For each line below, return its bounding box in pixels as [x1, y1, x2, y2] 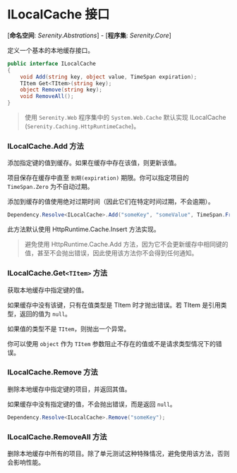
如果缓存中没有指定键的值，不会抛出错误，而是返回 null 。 [7, 400, 176, 408]
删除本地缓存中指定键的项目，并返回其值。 [7, 385, 131, 393]
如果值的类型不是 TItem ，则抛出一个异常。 [7, 324, 130, 333]
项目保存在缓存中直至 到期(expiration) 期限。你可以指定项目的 [7, 173, 189, 182]
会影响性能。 [7, 458, 44, 466]
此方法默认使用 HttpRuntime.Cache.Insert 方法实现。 [7, 225, 160, 233]
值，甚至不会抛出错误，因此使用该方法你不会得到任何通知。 [24, 249, 198, 257]
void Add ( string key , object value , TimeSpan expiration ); [20, 73, 197, 80]
